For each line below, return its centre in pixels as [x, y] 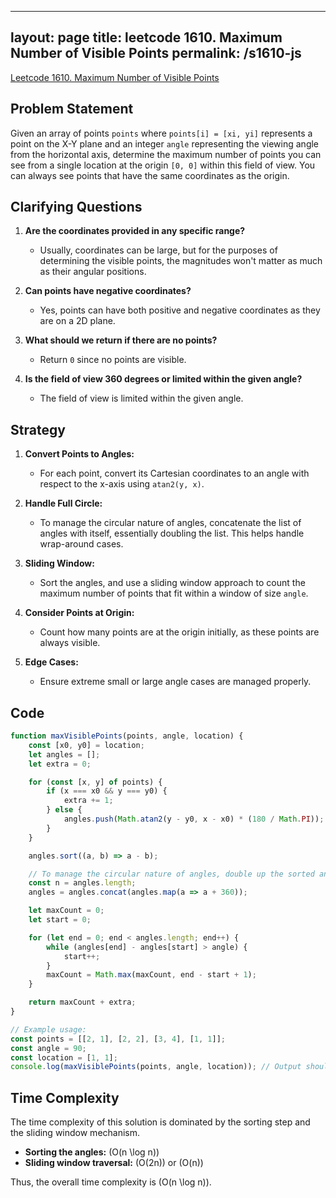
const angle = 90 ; [48, 1048]
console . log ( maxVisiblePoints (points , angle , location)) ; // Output [156, 1067]
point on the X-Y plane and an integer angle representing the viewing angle [165, 143]
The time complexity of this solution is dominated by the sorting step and [160, 1122]
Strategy [38, 429]
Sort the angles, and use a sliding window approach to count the [172, 583]
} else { [64, 810]
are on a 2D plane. [77, 321]
